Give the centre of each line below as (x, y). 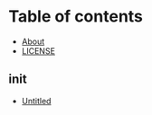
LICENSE (38, 50)
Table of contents (76, 17)
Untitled (36, 101)
